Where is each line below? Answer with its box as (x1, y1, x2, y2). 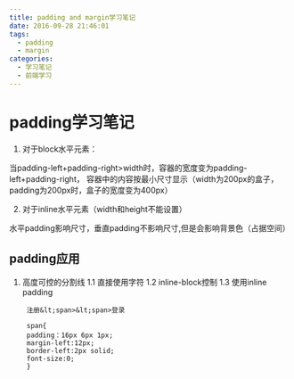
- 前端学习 (17, 71, 53, 80)
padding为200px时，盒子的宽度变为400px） (9, 185, 173, 195)
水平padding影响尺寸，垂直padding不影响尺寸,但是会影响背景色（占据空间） (9, 222, 290, 233)
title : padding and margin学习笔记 (9, 12, 136, 22)
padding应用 (9, 251, 80, 267)
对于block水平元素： (21, 144, 98, 154)
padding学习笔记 (9, 112, 135, 132)
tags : (9, 29, 29, 38)
